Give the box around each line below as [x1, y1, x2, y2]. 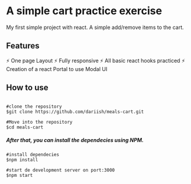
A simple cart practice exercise [6, 4, 163, 18]
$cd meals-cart [6, 124, 44, 130]
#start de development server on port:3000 [6, 167, 115, 173]
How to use [6, 83, 48, 93]
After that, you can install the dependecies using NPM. [6, 137, 144, 144]
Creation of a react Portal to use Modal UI [6, 65, 108, 72]
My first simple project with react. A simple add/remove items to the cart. [6, 24, 184, 31]
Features [6, 41, 40, 51]
